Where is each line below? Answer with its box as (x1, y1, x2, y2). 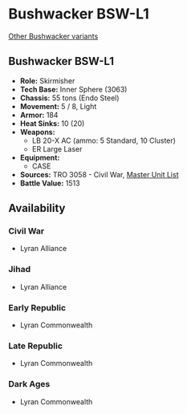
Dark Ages (8, 379, 51, 390)
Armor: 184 (19, 110, 59, 120)
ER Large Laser (31, 144, 83, 153)
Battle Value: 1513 (19, 178, 80, 188)
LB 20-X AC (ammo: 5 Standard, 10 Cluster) (31, 136, 177, 145)
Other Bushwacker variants (8, 31, 99, 41)
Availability (8, 201, 66, 215)
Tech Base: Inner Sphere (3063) (19, 84, 128, 94)
